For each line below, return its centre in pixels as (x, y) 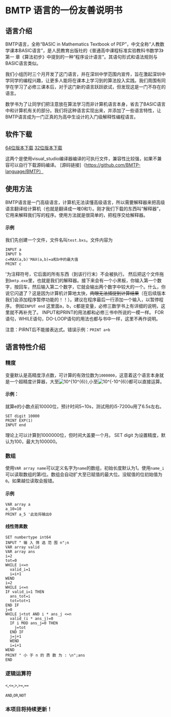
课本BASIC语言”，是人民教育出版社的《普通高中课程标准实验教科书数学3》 (87, 51)
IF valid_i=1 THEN (25, 592)
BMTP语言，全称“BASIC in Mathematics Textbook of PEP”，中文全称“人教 (83, 44)
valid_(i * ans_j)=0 (32, 619)
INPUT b (13, 254)
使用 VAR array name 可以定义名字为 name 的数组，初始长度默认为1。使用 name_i (85, 468)
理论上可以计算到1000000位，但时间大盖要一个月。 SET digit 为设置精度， (83, 435)
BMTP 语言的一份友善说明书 (64, 10)
